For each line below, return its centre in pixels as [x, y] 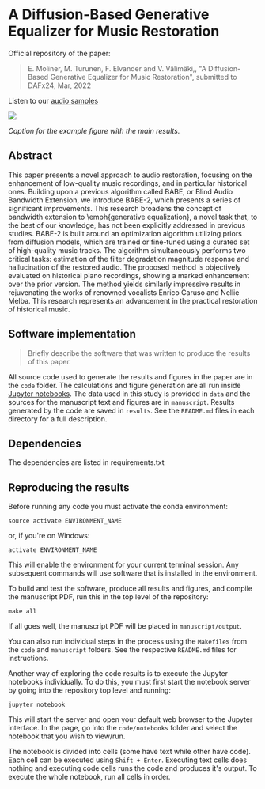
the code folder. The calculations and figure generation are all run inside [125, 385]
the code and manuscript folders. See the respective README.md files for [123, 650]
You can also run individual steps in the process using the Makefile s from [128, 641]
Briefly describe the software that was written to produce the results [139, 353]
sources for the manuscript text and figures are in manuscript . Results [121, 402]
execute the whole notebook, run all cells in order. [89, 777]
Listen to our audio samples [53, 100]
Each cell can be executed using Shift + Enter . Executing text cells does [128, 760]
